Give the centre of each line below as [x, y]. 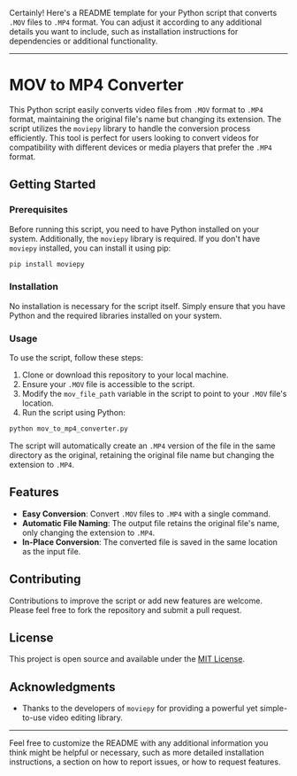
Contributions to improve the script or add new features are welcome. [136, 601]
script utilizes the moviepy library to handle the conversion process [130, 128]
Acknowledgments [63, 687]
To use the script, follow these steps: [76, 358]
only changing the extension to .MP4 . [88, 532]
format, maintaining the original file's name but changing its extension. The [145, 119]
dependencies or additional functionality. [84, 41]
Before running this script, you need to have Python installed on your [134, 229]
